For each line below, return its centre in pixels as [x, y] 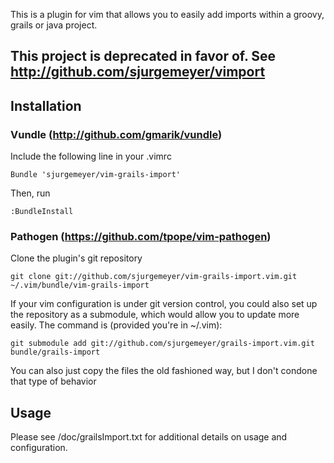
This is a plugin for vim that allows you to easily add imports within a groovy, [167, 14]
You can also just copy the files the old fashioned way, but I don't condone [164, 371]
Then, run [30, 193]
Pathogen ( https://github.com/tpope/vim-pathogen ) [141, 236]
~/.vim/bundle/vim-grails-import [80, 285]
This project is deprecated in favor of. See [143, 56]
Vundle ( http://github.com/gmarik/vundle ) [116, 134]
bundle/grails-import [55, 352]
